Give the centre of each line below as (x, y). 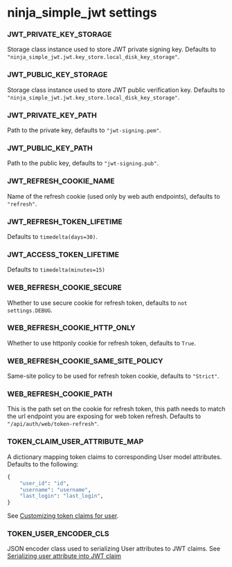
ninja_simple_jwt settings (82, 13)
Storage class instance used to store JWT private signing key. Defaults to (112, 49)
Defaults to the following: (43, 464)
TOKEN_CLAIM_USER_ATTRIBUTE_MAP (75, 442)
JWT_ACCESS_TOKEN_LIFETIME (63, 254)
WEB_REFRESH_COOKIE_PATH (60, 394)
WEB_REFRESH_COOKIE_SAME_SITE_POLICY (86, 361)
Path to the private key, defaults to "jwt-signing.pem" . (84, 130)
